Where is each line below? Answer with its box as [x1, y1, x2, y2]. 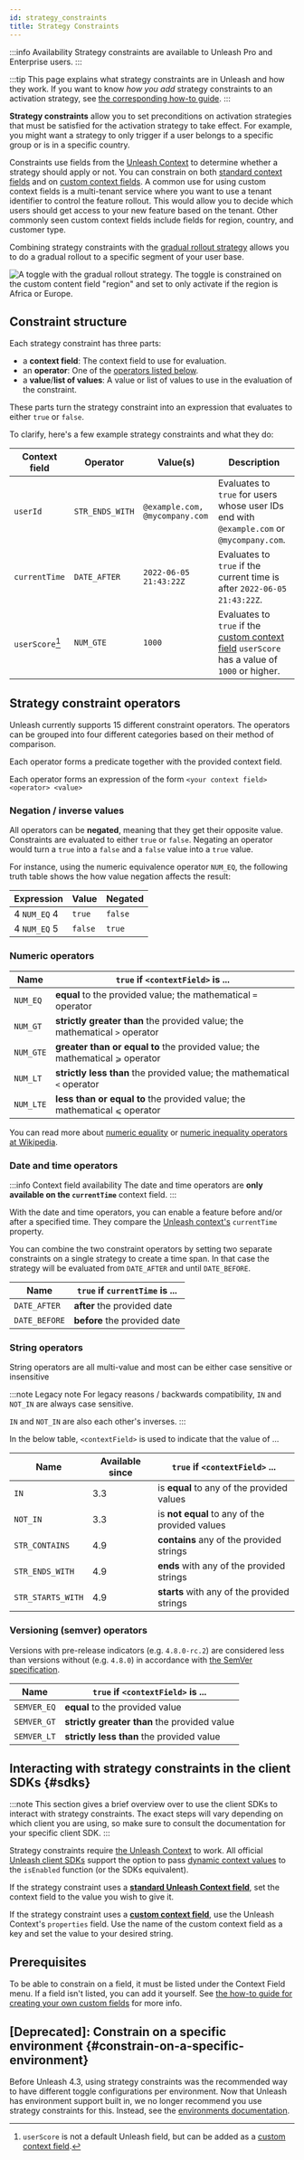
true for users [217, 488, 278, 501]
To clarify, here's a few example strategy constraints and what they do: [9, 429, 274, 440]
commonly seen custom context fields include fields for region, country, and [9, 214, 294, 225]
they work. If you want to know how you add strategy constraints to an [9, 83, 273, 94]
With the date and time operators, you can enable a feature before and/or [9, 1207, 283, 1217]
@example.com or [217, 522, 286, 535]
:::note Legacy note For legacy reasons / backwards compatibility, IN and [9, 1389, 282, 1400]
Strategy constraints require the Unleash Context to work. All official [9, 1845, 264, 1856]
